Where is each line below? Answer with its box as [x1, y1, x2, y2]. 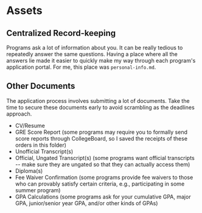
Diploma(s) [15, 167, 43, 174]
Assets [6, 4, 43, 18]
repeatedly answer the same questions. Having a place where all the [6, 51, 178, 58]
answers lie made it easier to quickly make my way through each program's [6, 57, 196, 64]
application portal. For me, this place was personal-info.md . [6, 63, 156, 71]
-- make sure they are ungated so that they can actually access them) [15, 161, 190, 168]
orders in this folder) [15, 141, 67, 148]
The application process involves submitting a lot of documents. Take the [6, 97, 190, 104]
